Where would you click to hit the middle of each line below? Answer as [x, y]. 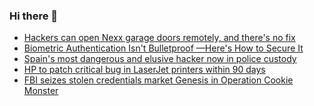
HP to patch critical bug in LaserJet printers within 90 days [144, 70]
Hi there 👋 [34, 16]
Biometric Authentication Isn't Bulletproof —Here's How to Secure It [163, 48]
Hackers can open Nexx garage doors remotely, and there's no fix [159, 38]
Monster [41, 91]
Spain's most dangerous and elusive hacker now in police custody [160, 59]
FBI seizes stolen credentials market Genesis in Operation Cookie [158, 80]
